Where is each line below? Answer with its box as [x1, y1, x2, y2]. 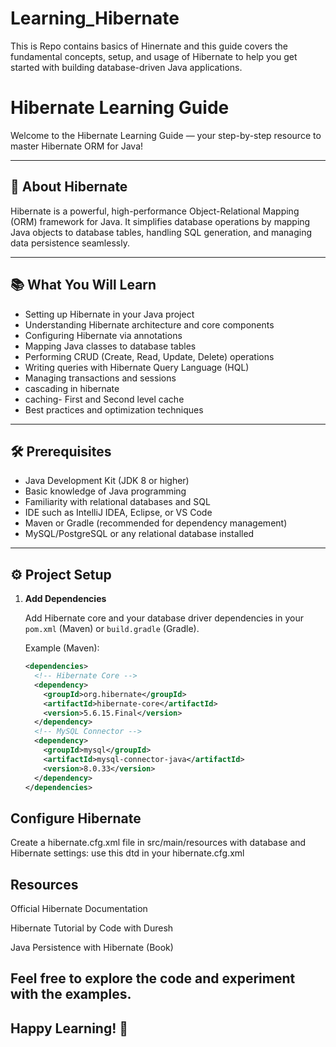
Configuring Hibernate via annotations [24, 329, 183, 341]
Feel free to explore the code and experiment [10, 970, 296, 987]
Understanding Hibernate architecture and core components [24, 318, 275, 331]
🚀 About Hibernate [10, 178, 128, 196]
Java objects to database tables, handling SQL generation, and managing [10, 226, 313, 238]
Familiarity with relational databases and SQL [24, 496, 211, 508]
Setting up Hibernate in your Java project [24, 308, 195, 320]
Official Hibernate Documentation [10, 903, 148, 914]
